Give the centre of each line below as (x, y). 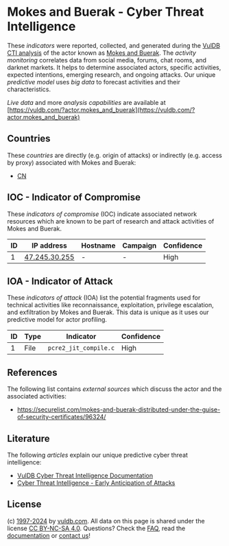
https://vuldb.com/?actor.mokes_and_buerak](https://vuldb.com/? (102, 110)
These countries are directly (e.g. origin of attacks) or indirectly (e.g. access (115, 155)
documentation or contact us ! (49, 535)
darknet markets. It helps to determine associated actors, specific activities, (114, 67)
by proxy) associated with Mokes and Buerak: (72, 163)
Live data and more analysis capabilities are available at (86, 102)
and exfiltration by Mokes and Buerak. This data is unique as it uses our (108, 312)
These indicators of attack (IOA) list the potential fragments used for (104, 298)
